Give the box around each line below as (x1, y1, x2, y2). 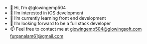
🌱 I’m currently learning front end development (9, 15, 106, 21)
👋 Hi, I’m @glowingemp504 (9, 5, 66, 10)
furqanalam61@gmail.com (9, 33, 64, 39)
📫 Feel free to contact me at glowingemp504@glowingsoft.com (9, 26, 142, 32)
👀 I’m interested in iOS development (9, 10, 84, 16)
